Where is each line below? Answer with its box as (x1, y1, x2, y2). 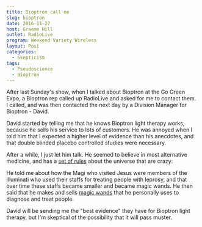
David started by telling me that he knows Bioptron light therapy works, (6, 120, 185, 127)
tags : (6, 60, 20, 66)
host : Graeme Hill (6, 26, 53, 32)
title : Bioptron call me (6, 9, 70, 15)
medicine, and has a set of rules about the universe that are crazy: (6, 157, 173, 165)
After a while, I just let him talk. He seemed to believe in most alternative (6, 151, 187, 158)
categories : (6, 49, 37, 55)
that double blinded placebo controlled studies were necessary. (6, 139, 167, 147)
